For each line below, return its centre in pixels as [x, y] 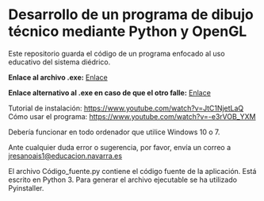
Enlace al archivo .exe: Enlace [58, 77]
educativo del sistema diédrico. [59, 62]
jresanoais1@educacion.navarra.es [65, 156]
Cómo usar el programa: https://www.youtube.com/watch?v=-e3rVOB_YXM [132, 116]
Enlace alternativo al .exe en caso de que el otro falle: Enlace [110, 92]
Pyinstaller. [26, 187]
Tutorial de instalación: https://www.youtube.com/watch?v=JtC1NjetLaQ [126, 108]
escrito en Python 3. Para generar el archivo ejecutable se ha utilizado [123, 180]
